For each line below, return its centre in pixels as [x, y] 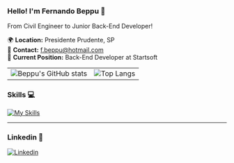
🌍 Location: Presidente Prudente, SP [61, 40]
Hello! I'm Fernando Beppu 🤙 [56, 11]
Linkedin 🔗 [25, 137]
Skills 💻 [21, 95]
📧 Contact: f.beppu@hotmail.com [56, 50]
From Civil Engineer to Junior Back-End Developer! [80, 26]
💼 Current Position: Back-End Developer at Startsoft [83, 58]
